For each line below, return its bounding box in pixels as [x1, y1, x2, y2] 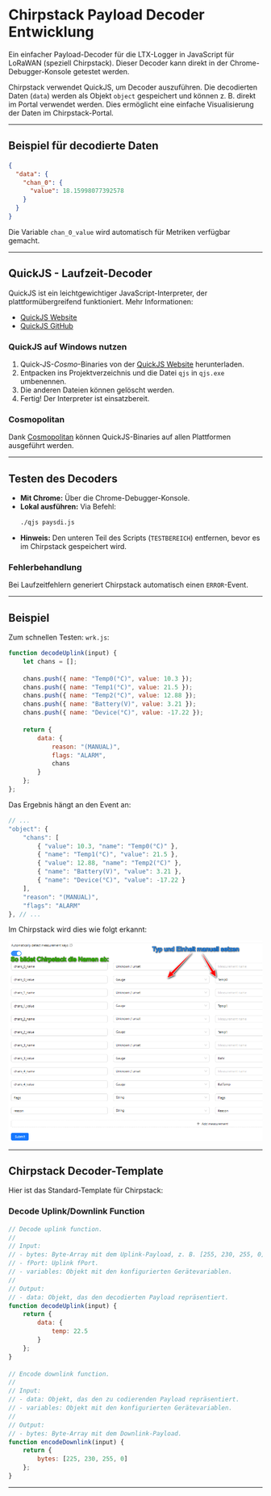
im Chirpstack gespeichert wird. [19, 541, 127, 551]
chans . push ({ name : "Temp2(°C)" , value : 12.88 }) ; [23, 692, 197, 700]
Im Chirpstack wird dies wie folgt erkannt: [8, 924, 148, 934]
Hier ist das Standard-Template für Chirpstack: [8, 1185, 164, 1196]
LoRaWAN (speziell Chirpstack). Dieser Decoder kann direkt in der [8, 58, 228, 68]
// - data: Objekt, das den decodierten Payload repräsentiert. [8, 1293, 229, 1301]
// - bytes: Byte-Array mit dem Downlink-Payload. [8, 1429, 182, 1438]
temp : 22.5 [51, 1327, 89, 1335]
